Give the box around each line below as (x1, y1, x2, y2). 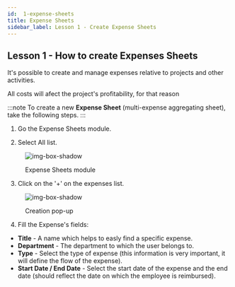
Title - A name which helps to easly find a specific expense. (17, 234, 193, 242)
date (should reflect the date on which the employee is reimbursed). (17, 271, 216, 280)
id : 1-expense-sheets (7, 10, 74, 18)
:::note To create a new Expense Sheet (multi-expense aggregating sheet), (7, 103, 227, 112)
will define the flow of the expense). (17, 257, 122, 265)
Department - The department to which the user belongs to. (17, 242, 195, 250)
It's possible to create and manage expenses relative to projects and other (7, 69, 224, 77)
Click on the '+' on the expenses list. (17, 180, 125, 188)
